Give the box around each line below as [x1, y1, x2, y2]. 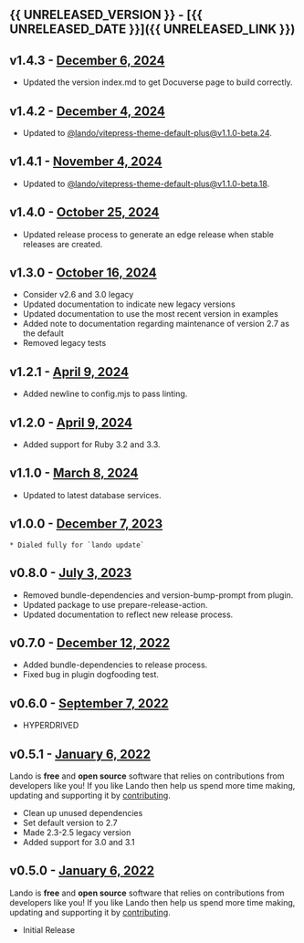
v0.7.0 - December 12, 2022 [9, 634, 171, 651]
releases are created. [22, 238, 103, 249]
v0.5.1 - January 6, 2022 [9, 746, 152, 761]
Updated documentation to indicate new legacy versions [22, 299, 236, 309]
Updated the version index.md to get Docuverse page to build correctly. [22, 77, 294, 88]
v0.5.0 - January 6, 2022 [9, 863, 155, 879]
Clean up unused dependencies [22, 807, 143, 818]
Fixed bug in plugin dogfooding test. [22, 669, 160, 680]
